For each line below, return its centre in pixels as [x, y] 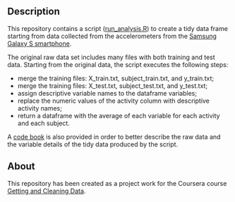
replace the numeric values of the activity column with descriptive [114, 101]
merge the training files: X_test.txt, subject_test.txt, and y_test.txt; [113, 86]
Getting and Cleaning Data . [47, 191]
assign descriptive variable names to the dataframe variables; [107, 93]
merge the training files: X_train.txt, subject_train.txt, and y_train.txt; [116, 78]
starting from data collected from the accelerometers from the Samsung [112, 36]
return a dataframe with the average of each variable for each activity [119, 115]
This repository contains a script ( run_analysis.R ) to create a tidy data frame [117, 28]
